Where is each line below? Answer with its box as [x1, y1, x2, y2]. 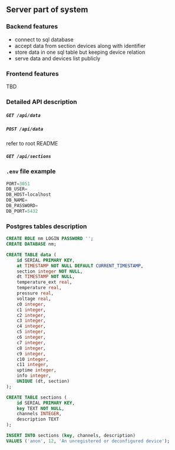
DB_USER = [6, 186, 28, 192]
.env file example [6, 167, 56, 176]
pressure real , [16, 290, 54, 296]
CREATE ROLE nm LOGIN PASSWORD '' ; [6, 236, 94, 242]
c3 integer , [16, 318, 46, 324]
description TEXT [16, 416, 60, 422]
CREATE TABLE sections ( [6, 394, 67, 400]
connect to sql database [14, 35, 74, 43]
